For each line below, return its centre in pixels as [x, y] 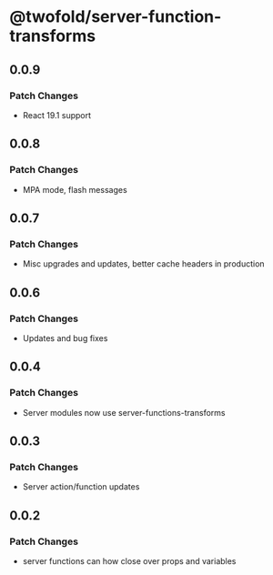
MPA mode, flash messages [75, 189]
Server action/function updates [81, 487]
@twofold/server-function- [116, 17]
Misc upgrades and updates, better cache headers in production [144, 264]
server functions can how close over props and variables [129, 561]
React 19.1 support [57, 115]
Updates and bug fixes [65, 338]
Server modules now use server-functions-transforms [124, 412]
